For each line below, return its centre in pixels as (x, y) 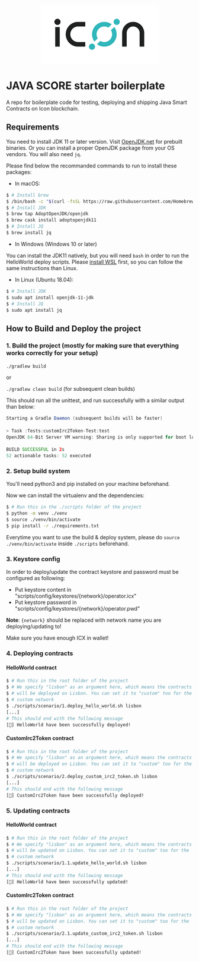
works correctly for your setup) (52, 353)
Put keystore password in (46, 602)
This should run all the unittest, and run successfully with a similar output (95, 400)
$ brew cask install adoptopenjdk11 (51, 220)
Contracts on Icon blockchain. (43, 108)
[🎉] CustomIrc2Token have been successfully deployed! (75, 795)
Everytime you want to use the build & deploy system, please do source (93, 537)
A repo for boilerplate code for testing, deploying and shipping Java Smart (97, 102)
